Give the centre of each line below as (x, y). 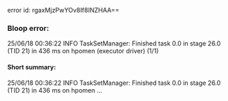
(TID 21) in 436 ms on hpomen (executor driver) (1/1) (83, 51)
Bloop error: (28, 28)
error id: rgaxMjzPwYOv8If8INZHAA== (63, 10)
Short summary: (32, 67)
